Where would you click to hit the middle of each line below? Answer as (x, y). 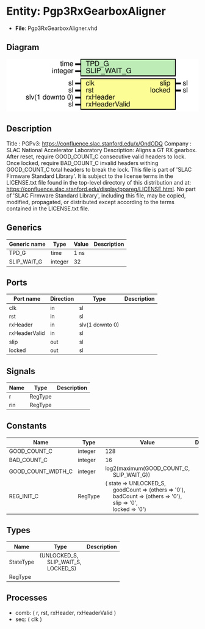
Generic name (27, 244)
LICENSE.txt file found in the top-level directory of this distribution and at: (99, 182)
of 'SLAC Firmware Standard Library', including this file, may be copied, (96, 195)
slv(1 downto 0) (99, 325)
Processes (27, 598)
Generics (24, 228)
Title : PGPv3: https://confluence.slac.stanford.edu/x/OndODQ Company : (99, 143)
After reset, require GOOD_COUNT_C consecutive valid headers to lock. (96, 156)
